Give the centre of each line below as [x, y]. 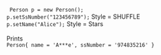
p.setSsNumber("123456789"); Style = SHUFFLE [73, 16]
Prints [15, 38]
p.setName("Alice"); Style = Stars [55, 24]
